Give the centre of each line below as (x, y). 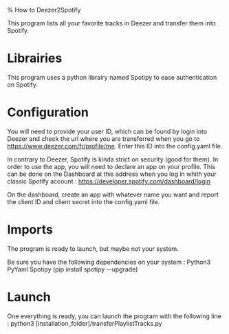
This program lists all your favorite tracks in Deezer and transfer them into (112, 23)
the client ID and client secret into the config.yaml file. (84, 201)
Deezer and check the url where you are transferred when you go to (103, 138)
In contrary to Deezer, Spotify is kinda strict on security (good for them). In (113, 159)
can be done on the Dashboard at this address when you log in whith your (112, 174)
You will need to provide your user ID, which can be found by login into (107, 131)
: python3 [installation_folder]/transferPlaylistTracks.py (85, 323)
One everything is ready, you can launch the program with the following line (114, 316)
